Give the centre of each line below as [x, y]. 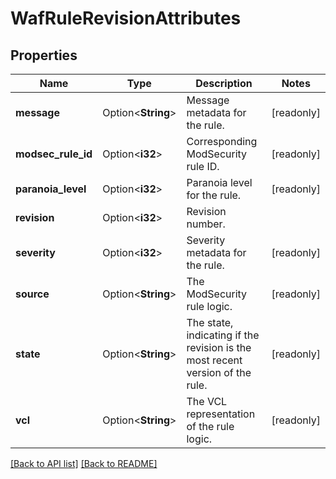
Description [224, 83]
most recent [214, 360]
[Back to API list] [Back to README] [84, 463]
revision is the [219, 347]
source [32, 294]
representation [221, 414]
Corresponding [222, 141]
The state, [210, 322]
